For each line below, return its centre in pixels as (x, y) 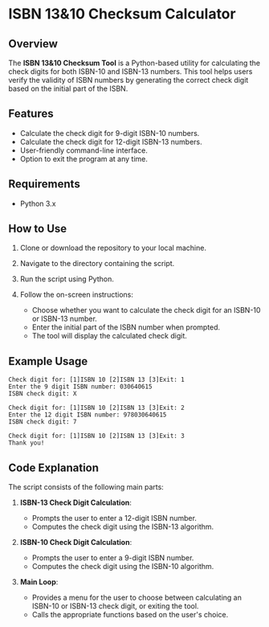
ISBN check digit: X (43, 394)
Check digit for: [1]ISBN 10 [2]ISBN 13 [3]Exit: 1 (96, 380)
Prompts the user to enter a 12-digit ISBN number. (114, 518)
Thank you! (26, 443)
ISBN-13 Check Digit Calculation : (76, 502)
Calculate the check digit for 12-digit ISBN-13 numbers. (111, 141)
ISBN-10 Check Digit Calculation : (76, 543)
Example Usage (48, 361)
